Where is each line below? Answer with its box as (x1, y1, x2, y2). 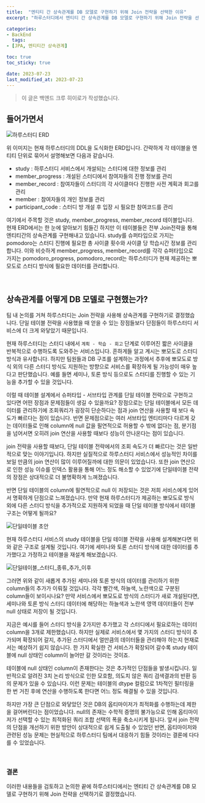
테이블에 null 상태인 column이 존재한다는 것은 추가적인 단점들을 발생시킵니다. (6, 664, 191, 672)
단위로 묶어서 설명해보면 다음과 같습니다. (17, 152, 114, 160)
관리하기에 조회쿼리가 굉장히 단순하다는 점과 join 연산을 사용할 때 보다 (22, 406, 188, 414)
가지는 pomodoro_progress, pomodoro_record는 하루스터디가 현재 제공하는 (6, 255, 191, 262)
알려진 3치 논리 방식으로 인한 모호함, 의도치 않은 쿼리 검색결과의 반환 (27, 672, 191, 680)
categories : (6, 26, 37, 32)
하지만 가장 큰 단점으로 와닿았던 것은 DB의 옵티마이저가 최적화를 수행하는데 (6, 700, 185, 708)
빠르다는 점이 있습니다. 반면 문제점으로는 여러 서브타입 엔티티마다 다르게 (17, 414, 190, 422)
